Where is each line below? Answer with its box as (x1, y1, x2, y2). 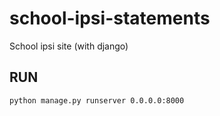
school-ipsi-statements (9, 7, 211, 30)
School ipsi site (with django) (9, 40, 129, 52)
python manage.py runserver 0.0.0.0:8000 (9, 95, 185, 106)
